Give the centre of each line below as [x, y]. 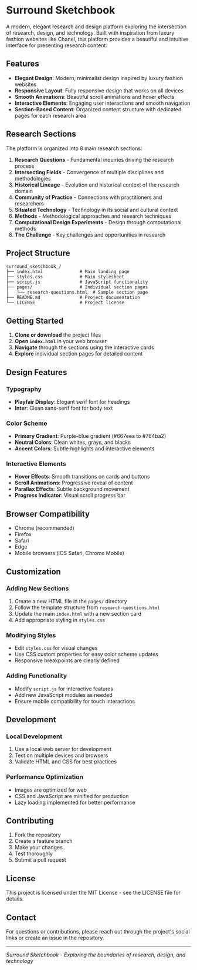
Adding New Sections [38, 588]
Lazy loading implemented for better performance [75, 802]
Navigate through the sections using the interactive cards [84, 347]
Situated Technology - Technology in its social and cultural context [96, 210]
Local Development [34, 736]
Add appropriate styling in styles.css [60, 620]
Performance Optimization [45, 777]
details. [15, 899]
